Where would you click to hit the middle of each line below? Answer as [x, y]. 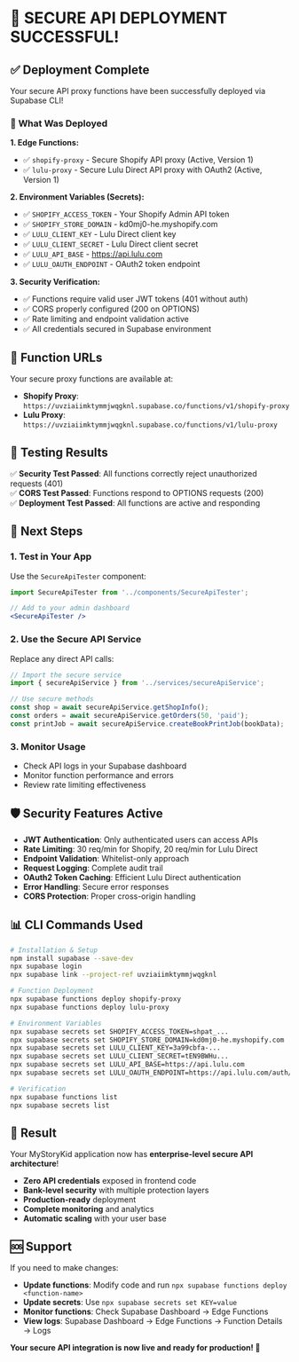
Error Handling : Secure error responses [96, 886]
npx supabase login [46, 966]
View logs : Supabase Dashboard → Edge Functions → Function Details [153, 1321]
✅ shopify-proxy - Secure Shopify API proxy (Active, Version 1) [138, 160]
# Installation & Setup [54, 950]
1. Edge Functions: [44, 143]
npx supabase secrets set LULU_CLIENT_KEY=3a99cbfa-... [115, 1048]
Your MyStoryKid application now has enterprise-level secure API [132, 1154]
